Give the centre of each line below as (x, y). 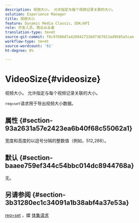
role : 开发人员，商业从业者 (30, 28)
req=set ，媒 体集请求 (27, 215)
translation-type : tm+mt (30, 32)
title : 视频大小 (20, 19)
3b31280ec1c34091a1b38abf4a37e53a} (67, 203)
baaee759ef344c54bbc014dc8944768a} (69, 166)
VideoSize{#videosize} (53, 79)
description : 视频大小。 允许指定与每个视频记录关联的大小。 (60, 10)
